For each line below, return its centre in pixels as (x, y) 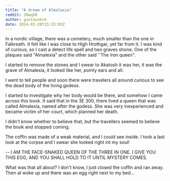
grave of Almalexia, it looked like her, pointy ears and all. (65, 70)
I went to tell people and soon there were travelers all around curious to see (85, 80)
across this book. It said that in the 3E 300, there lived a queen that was (81, 101)
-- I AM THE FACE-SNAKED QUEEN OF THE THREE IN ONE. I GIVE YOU (81, 152)
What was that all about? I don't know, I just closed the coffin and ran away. (84, 167)
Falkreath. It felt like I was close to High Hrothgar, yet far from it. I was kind (84, 44)
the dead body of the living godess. (43, 86)
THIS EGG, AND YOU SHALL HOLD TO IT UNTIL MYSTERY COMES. (76, 158)
